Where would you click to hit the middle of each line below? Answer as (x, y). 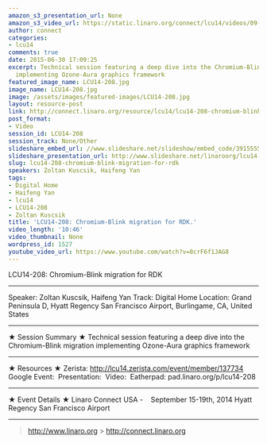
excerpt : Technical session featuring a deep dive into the (110, 67)
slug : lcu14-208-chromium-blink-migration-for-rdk (94, 164)
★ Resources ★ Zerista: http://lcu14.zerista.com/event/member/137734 (126, 368)
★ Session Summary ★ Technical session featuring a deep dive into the (126, 337)
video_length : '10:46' (46, 230)
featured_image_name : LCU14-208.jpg (69, 82)
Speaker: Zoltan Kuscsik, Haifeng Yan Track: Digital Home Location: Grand (130, 297)
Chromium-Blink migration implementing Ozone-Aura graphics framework (129, 345)
